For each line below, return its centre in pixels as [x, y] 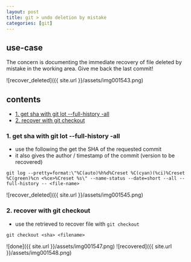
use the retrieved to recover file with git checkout [77, 224]
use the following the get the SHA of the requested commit [88, 149]
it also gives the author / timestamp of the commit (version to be [95, 156]
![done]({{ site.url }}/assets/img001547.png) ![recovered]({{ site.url [89, 246]
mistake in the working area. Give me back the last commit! [80, 69]
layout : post [23, 12]
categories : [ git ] [29, 23]
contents [24, 100]
